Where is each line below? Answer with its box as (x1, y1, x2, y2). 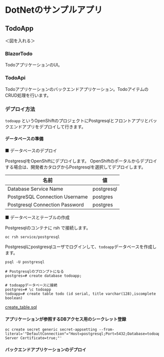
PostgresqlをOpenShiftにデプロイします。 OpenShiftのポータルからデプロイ (5, 158, 158, 164)
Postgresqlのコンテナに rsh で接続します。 (5, 225, 91, 231)
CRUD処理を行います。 (5, 92, 51, 98)
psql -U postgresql (5, 260, 45, 265)
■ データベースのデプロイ (5, 147, 58, 154)
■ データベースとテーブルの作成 (5, 214, 70, 220)
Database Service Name (7, 186, 63, 192)
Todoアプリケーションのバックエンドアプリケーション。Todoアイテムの (5, 86, 149, 92)
